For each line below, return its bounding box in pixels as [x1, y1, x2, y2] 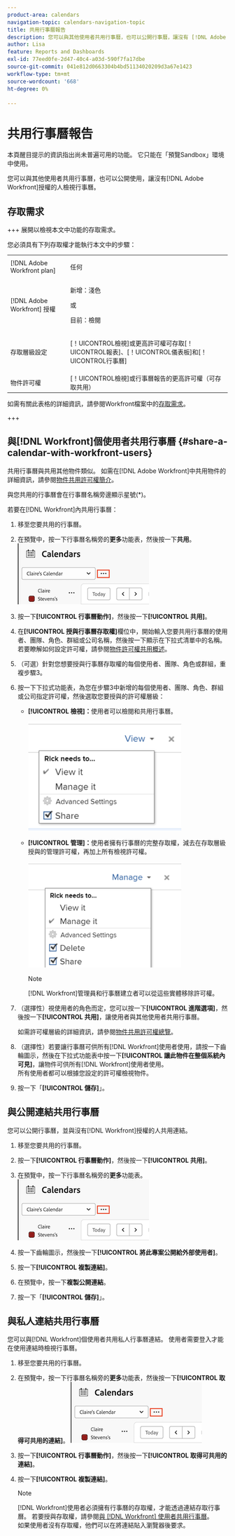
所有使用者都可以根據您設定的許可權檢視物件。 [17, 1069, 152, 1077]
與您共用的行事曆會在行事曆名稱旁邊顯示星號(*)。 [7, 490, 150, 498]
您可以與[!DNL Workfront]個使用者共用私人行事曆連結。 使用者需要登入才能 [7, 1335, 224, 1344]
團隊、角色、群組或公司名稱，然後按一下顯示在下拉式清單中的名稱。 [29, 636, 226, 644]
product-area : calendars [7, 11, 80, 18]
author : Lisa [7, 41, 45, 48]
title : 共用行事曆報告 [7, 26, 66, 33]
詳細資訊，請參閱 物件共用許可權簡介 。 [7, 475, 117, 483]
